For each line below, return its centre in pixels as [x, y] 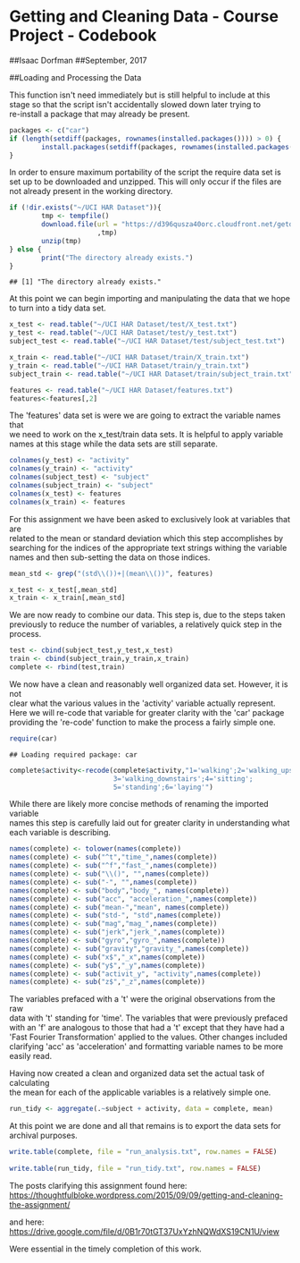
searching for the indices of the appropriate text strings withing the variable [148, 547]
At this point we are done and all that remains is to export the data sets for [145, 1126]
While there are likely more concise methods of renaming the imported [139, 804]
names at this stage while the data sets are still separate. [114, 444]
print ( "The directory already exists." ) [117, 258]
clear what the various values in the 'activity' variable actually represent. [142, 703]
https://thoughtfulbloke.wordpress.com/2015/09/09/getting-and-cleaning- [146, 1195]
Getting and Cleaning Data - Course [144, 17]
